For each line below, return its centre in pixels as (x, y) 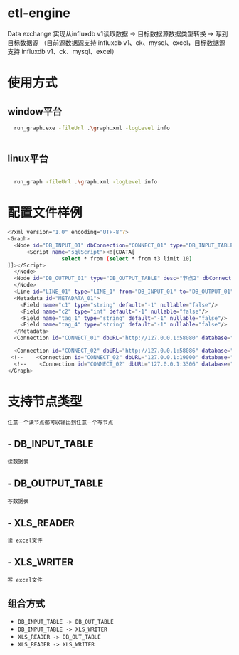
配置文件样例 (45, 213)
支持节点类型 (45, 401)
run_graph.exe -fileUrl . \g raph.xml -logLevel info (92, 128)
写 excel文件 (25, 580)
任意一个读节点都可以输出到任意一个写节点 (60, 422)
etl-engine (39, 13)
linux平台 (28, 159)
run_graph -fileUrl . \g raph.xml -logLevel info (86, 182)
